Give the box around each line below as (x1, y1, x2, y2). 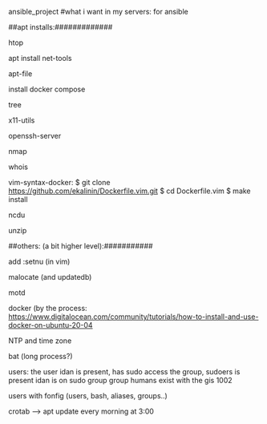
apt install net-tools (8, 54, 72, 63)
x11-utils (8, 115, 35, 125)
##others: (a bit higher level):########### (8, 241, 154, 251)
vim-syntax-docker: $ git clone (8, 178, 111, 187)
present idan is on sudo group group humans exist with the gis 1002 (8, 376, 233, 385)
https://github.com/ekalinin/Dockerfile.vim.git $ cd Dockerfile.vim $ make (8, 186, 251, 196)
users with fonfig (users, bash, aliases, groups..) (8, 391, 168, 400)
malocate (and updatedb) (8, 273, 92, 281)
